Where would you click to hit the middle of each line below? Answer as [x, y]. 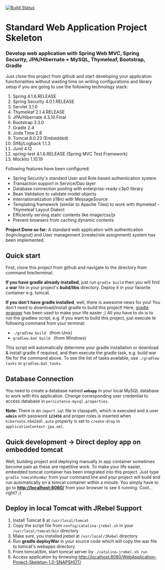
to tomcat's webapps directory [44, 546]
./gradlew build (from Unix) [42, 333]
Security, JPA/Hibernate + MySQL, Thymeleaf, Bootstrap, [75, 60]
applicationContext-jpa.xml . [35, 427]
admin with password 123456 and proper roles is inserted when [69, 416]
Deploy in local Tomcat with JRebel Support [74, 508]
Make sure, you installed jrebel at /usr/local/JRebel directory [75, 536]
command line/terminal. [29, 273]
